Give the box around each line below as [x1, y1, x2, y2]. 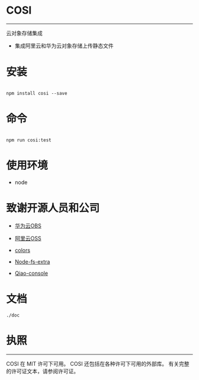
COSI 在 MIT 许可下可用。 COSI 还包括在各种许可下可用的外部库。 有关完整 [6, 360, 190, 367]
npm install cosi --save [6, 90, 68, 96]
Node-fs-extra [14, 258, 50, 265]
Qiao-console [14, 270, 49, 277]
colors [14, 246, 31, 254]
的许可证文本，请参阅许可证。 [6, 368, 79, 375]
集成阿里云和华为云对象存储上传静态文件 [14, 42, 114, 49]
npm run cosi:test [6, 137, 52, 143]
